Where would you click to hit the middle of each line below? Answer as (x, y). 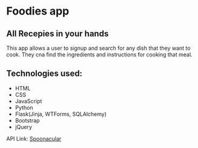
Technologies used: (45, 74)
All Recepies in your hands (58, 34)
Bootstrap (27, 120)
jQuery (23, 127)
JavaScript (28, 101)
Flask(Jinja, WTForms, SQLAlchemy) (61, 114)
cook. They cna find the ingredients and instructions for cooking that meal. (99, 55)
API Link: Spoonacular (34, 138)
